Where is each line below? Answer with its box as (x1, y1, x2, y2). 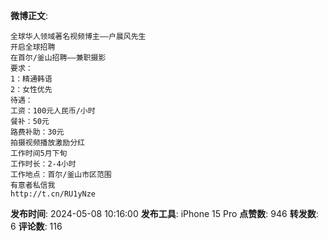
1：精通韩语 (10, 74, 53, 84)
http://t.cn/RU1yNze (10, 189, 97, 199)
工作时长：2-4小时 (10, 159, 77, 169)
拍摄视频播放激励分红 (10, 138, 85, 148)
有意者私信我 (10, 180, 56, 190)
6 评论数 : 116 (10, 220, 63, 232)
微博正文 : (10, 10, 49, 21)
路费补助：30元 (10, 127, 65, 137)
